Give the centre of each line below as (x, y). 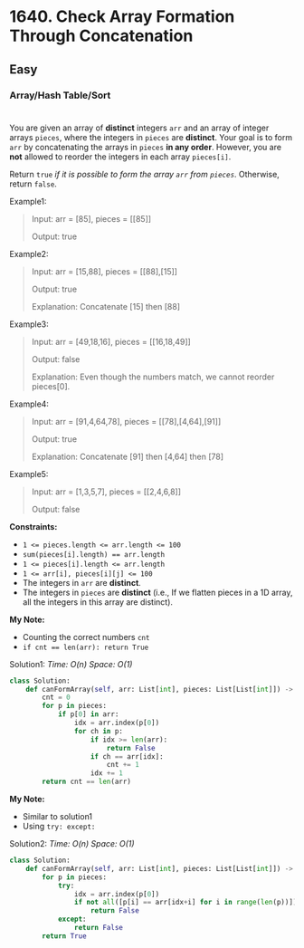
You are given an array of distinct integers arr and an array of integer (139, 128)
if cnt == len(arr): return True (85, 647)
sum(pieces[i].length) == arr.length (94, 554)
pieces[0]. (51, 386)
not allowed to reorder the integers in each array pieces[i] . (120, 157)
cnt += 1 (123, 765)
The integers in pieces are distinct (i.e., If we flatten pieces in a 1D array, (157, 592)
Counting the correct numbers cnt (86, 637)
